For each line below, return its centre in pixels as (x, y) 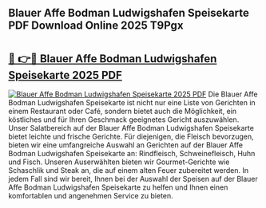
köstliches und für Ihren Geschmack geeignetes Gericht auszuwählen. (124, 120)
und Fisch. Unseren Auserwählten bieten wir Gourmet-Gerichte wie (119, 162)
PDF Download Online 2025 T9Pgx (96, 26)
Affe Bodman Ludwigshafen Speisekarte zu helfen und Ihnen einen (118, 187)
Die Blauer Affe (233, 94)
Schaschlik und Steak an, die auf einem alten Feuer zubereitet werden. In (129, 170)
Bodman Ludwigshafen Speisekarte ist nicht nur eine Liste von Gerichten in (132, 102)
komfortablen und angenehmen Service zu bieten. (91, 196)
